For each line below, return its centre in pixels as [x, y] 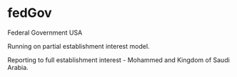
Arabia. [18, 67]
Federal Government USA [45, 32]
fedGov [30, 13]
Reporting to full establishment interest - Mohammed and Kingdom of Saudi [118, 60]
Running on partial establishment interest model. [79, 46]
